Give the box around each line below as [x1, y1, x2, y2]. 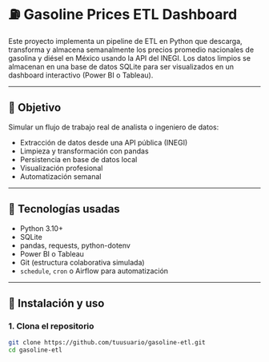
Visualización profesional [19, 163, 103, 173]
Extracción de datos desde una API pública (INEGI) [19, 137, 188, 147]
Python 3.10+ [19, 223, 64, 233]
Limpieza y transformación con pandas [19, 146, 150, 156]
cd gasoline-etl [8, 346, 62, 354]
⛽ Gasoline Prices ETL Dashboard [8, 6, 238, 24]
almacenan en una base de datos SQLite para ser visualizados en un [8, 62, 235, 71]
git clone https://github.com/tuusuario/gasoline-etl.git [8, 339, 206, 347]
